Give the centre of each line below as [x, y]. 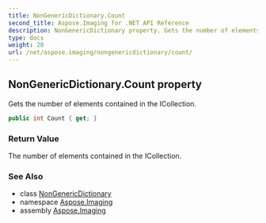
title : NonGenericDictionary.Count [67, 15]
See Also [26, 176]
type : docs [26, 38]
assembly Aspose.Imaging [63, 210]
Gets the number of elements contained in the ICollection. [102, 103]
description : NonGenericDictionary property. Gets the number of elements [134, 30]
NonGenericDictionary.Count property [105, 85]
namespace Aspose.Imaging [66, 202]
